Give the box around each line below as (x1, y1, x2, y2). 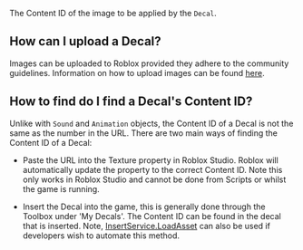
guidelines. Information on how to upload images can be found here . (9, 67, 265, 78)
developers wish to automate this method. (22, 230, 180, 241)
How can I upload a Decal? (9, 34, 161, 49)
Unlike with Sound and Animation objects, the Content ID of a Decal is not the (9, 118, 294, 129)
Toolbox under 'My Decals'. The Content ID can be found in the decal (22, 210, 281, 221)
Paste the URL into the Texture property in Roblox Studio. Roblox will (22, 154, 279, 166)
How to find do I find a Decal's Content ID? (9, 94, 253, 110)
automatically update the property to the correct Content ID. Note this (22, 164, 283, 175)
